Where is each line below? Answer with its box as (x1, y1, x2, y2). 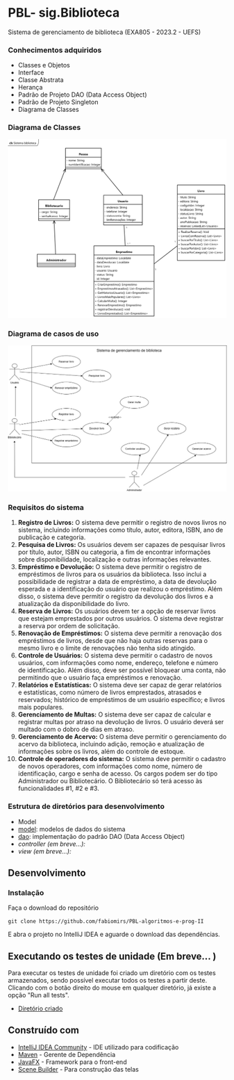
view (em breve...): (17, 846, 72, 856)
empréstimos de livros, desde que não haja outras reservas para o (17, 637, 208, 645)
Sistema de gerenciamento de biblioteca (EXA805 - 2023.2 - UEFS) (8, 28, 201, 36)
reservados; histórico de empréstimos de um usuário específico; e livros (17, 696, 225, 704)
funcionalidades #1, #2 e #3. (17, 784, 99, 793)
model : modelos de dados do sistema (17, 825, 126, 833)
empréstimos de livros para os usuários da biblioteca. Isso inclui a (17, 570, 207, 578)
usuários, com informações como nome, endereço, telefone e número (17, 659, 219, 667)
